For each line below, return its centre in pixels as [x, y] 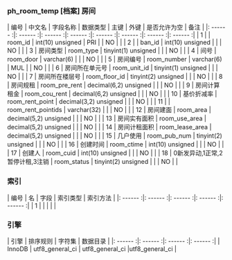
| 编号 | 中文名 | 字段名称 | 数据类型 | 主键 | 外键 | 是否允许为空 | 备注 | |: [108, 27]
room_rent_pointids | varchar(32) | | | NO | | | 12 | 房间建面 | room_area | [109, 110]
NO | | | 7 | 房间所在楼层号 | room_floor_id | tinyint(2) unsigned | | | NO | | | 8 [115, 77]
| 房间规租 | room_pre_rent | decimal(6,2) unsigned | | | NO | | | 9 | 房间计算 [114, 85]
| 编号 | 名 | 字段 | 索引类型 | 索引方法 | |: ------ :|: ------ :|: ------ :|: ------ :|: [115, 198]
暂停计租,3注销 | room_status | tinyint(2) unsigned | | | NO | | [92, 162]
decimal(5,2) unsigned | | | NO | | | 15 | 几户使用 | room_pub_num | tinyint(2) [115, 136]
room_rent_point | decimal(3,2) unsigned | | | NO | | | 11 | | [89, 102]
